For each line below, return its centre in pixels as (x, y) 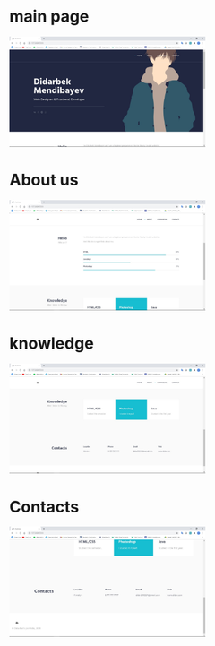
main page (49, 17)
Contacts (44, 507)
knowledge (52, 343)
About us (44, 180)
